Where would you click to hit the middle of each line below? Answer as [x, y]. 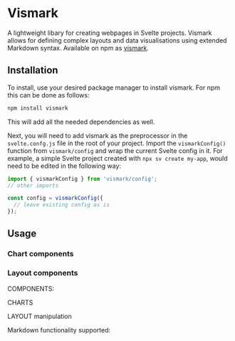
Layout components [43, 273]
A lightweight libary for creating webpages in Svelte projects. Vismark [110, 33]
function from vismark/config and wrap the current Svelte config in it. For [115, 150]
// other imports [33, 185]
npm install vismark [38, 108]
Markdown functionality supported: [59, 330]
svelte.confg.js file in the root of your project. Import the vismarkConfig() [117, 143]
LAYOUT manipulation [40, 316]
